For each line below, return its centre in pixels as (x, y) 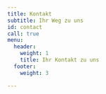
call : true (23, 34)
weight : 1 (35, 54)
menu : (15, 40)
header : (25, 47)
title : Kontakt (30, 14)
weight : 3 (35, 73)
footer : (25, 66)
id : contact (25, 27)
